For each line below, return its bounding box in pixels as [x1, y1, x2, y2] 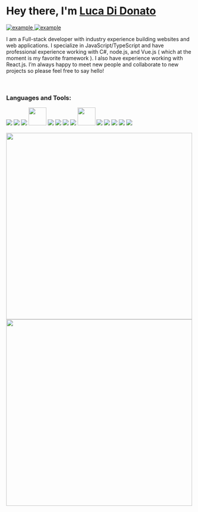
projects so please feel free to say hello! [6, 67, 104, 74]
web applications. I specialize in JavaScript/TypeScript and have [6, 42, 164, 49]
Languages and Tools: [6, 94, 71, 102]
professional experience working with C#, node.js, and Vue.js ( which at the [6, 48, 191, 55]
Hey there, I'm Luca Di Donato [6, 4, 156, 18]
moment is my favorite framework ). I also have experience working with [6, 54, 183, 61]
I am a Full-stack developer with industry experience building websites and [6, 35, 190, 42]
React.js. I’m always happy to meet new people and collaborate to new [6, 61, 179, 68]
